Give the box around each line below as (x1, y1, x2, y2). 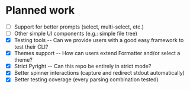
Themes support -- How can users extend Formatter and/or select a (14, 50, 181, 57)
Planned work (5, 4, 75, 17)
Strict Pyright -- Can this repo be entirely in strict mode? (14, 63, 152, 70)
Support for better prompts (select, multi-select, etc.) (14, 23, 144, 30)
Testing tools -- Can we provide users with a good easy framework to (14, 37, 184, 44)
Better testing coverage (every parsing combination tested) (14, 76, 159, 83)
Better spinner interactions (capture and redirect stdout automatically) (14, 69, 185, 77)
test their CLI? (14, 43, 49, 50)
